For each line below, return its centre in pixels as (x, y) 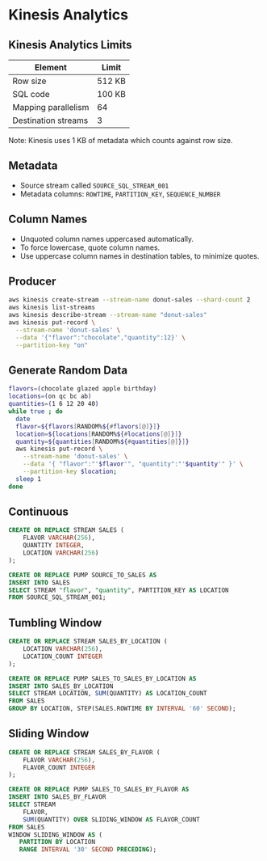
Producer (32, 282)
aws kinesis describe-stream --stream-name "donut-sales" (108, 315)
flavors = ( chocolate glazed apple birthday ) (83, 389)
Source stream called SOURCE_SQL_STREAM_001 (94, 185)
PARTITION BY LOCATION (57, 842)
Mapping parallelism (51, 107)
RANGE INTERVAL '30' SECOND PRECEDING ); (88, 850)
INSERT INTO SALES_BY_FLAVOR (57, 797)
